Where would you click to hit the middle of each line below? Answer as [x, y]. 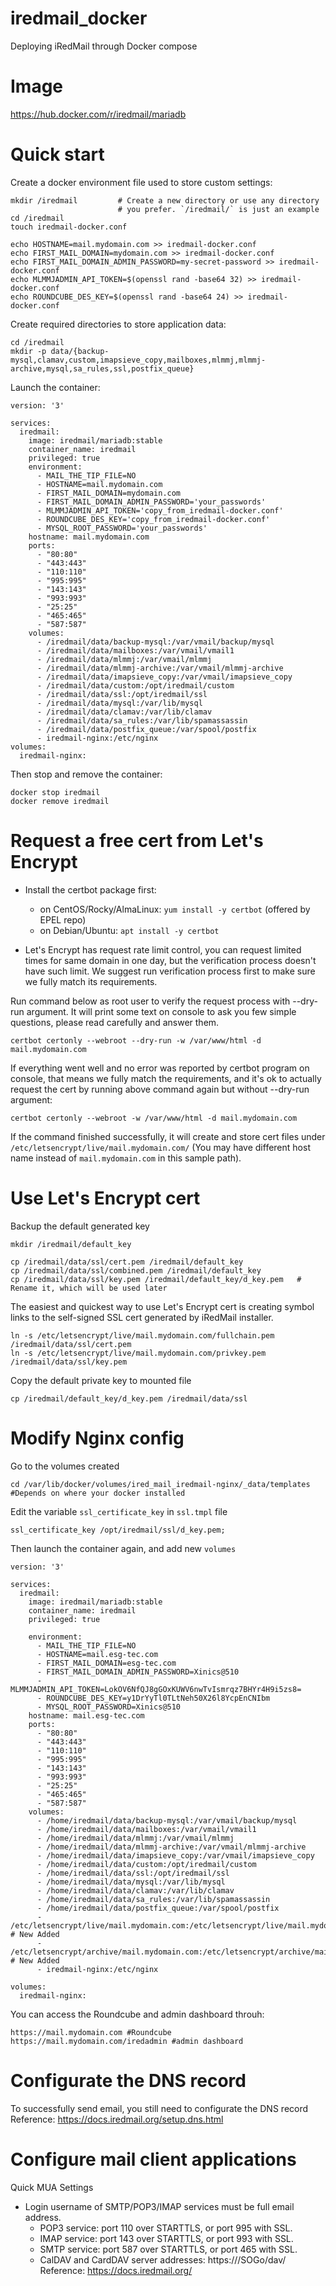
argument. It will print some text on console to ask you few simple [161, 1011]
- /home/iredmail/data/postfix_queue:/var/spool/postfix [158, 1908]
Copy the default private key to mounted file [101, 1380]
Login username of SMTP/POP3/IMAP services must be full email [159, 2206]
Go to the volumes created [65, 1466]
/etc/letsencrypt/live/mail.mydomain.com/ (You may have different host [160, 1147]
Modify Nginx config [97, 1438]
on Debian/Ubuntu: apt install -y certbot [129, 930]
